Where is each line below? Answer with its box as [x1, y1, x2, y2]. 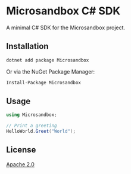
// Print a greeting [6, 123, 58, 129]
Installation [6, 41, 49, 51]
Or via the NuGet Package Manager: [6, 68, 95, 75]
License [6, 145, 36, 155]
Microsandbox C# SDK [6, 4, 121, 18]
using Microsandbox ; [6, 112, 58, 118]
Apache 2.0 [6, 160, 35, 168]
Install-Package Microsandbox [6, 80, 82, 86]
